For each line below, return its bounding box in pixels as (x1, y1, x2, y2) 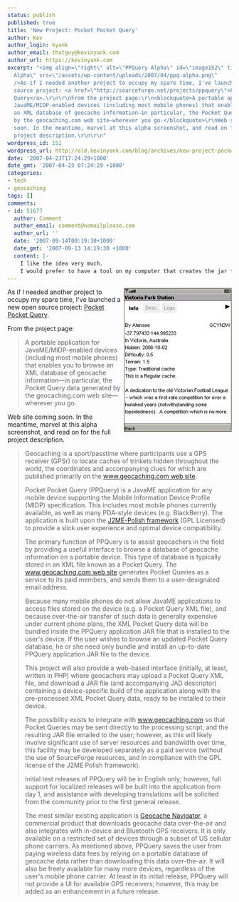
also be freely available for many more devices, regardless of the (24, 864, 216, 873)
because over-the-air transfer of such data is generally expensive (24, 612, 218, 621)
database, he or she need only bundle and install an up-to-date (24, 642, 211, 651)
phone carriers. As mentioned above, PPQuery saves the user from (24, 842, 222, 851)
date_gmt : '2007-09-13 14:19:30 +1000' (14, 245, 132, 252)
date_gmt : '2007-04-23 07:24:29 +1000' (7, 162, 126, 169)
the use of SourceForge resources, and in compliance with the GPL (24, 754, 222, 762)
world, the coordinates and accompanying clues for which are (24, 465, 207, 473)
